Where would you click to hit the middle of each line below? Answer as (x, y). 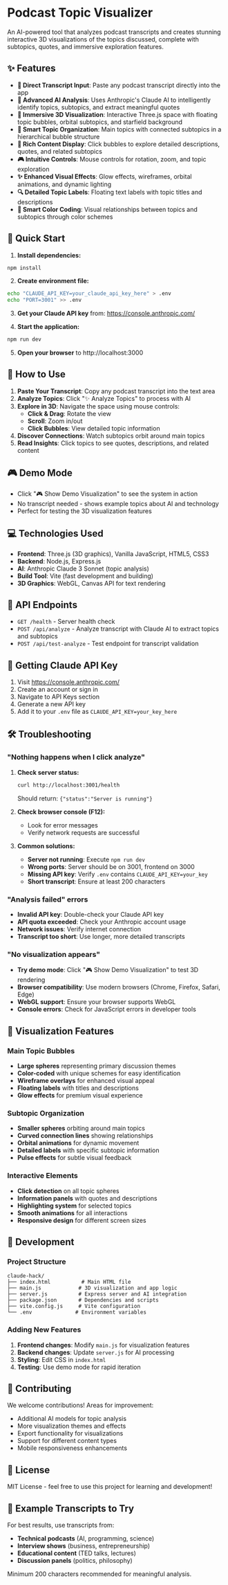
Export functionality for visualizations (70, 1433)
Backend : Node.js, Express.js (59, 561)
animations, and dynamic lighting (64, 184)
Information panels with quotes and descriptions (87, 1198)
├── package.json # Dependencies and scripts (83, 1300)
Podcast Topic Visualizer (80, 13)
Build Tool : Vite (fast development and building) (85, 575)
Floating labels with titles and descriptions (78, 1088)
